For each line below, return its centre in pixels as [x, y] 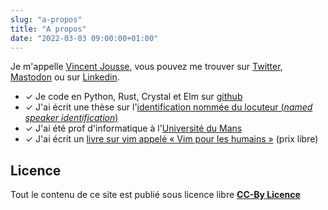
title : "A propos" [48, 29]
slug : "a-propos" [46, 19]
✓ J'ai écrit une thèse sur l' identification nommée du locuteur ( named [168, 107]
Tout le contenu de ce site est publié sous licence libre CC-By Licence [155, 195]
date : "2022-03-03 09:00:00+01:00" [84, 38]
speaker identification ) [71, 118]
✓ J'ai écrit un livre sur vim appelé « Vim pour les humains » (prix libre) [171, 139]
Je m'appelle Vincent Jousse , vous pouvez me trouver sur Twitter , [146, 67]
